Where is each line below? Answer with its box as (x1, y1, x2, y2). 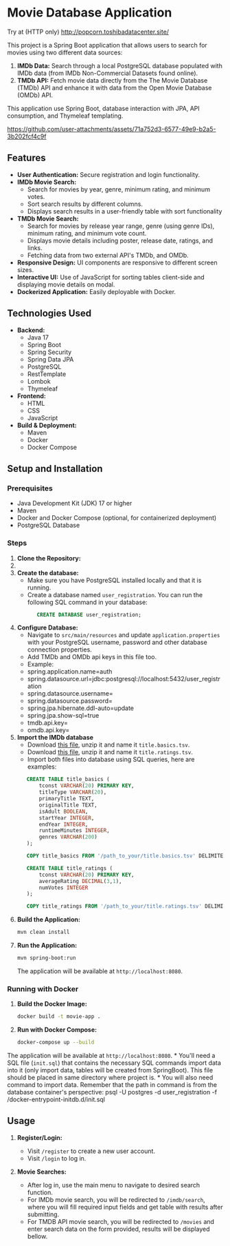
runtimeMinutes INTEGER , (38, 827, 110, 834)
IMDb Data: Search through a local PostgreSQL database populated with (16, 61, 223, 70)
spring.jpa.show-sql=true (27, 712, 100, 720)
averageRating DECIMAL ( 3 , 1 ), (38, 878, 122, 884)
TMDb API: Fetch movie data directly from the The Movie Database (16, 76, 208, 84)
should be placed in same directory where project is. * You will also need (7, 1073, 214, 1081)
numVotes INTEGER (38, 884, 89, 891)
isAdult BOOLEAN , (38, 808, 89, 815)
